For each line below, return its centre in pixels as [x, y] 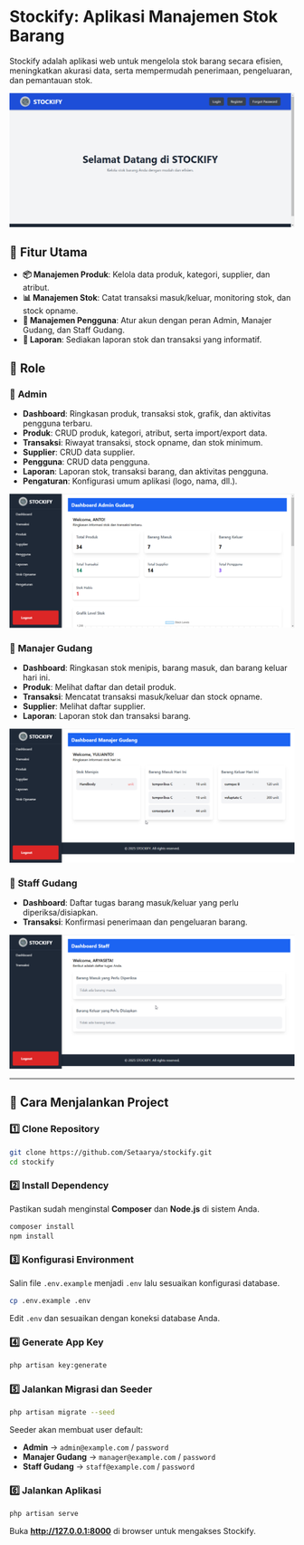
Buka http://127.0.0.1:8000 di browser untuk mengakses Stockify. [133, 1531]
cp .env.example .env [50, 1300]
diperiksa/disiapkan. [60, 913]
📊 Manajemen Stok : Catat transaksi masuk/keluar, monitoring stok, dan [157, 298]
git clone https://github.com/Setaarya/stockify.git [111, 1152]
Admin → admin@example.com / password [95, 1447]
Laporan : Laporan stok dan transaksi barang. [107, 716]
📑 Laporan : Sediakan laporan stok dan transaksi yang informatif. [142, 340]
